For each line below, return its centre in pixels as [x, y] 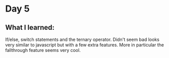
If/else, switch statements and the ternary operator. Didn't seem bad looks [82, 39]
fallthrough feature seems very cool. [43, 50]
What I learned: [30, 27]
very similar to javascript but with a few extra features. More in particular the [84, 45]
